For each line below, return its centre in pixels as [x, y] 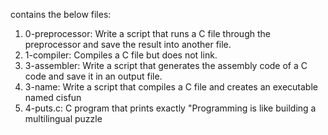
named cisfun [53, 97]
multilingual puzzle [63, 118]
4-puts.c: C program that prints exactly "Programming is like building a [170, 108]
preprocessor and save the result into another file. [128, 44]
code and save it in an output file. [93, 76]
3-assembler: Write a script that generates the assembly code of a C [166, 65]
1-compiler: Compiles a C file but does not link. [121, 55]
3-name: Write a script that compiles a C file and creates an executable [171, 87]
